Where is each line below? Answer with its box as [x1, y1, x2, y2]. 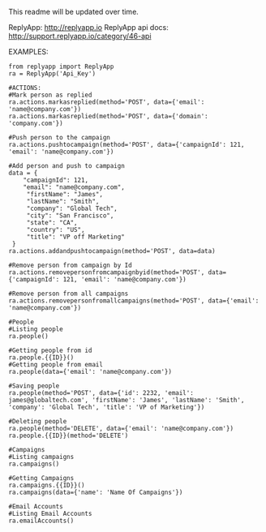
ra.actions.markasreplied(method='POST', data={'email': [8, 98, 205, 106]
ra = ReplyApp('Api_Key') [8, 70, 96, 78]
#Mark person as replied [8, 91, 92, 99]
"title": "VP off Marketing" [26, 233, 126, 241]
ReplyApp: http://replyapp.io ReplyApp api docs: [8, 23, 169, 32]
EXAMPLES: [8, 47, 49, 56]
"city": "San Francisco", [26, 212, 114, 220]
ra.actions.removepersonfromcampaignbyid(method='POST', [8, 268, 205, 277]
